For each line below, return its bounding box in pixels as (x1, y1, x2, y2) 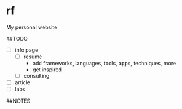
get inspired (32, 66, 62, 73)
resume (23, 53, 43, 60)
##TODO (6, 35, 28, 42)
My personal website (6, 24, 58, 31)
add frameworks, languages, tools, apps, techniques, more (32, 60, 177, 67)
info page (14, 46, 39, 54)
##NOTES (6, 97, 31, 104)
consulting (23, 72, 50, 80)
